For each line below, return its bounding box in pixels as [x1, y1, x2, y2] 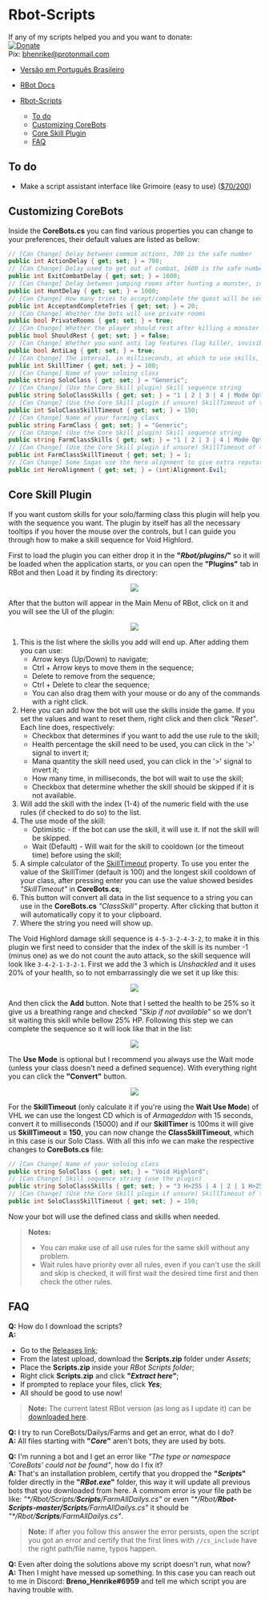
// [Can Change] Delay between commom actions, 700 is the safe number [8, 250, 252, 258]
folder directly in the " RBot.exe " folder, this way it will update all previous [8, 1477, 251, 1487]
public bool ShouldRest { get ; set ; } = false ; [8, 332, 171, 340]
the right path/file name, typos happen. [27, 1543, 158, 1553]
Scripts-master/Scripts [8, 1503, 88, 1512]
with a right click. [31, 696, 89, 706]
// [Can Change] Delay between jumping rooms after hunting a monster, [8, 280, 252, 288]
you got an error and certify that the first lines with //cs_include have [27, 1535, 258, 1544]
